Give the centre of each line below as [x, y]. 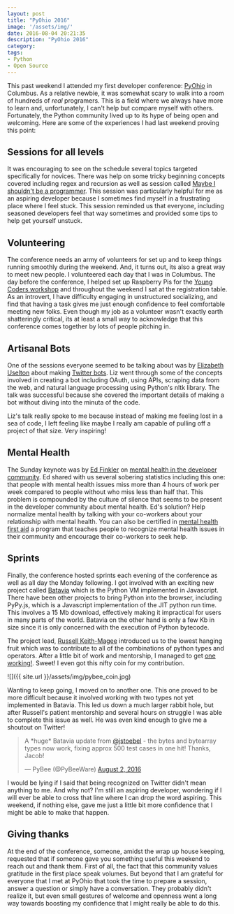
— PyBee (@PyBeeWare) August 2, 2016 [83, 769]
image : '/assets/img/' [40, 27]
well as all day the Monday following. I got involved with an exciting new [111, 582]
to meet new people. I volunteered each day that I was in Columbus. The [111, 275]
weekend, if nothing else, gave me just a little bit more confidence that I [110, 805]
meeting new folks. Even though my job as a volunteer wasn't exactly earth [115, 312]
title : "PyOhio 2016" [39, 20]
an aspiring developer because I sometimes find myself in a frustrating [109, 198]
